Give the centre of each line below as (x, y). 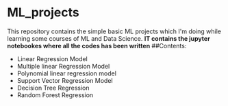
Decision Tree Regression (53, 88)
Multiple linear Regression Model (63, 66)
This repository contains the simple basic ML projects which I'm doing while (114, 31)
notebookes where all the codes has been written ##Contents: (97, 46)
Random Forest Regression (55, 95)
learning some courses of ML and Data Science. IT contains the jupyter (109, 38)
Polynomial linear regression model (66, 73)
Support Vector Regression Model (65, 80)
